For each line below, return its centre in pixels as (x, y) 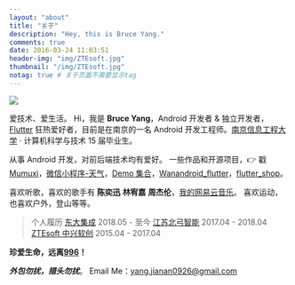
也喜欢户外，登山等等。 (52, 203)
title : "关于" (34, 26)
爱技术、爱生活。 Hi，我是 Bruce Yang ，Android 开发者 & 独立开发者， (139, 118)
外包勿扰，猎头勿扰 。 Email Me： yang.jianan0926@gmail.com (124, 271)
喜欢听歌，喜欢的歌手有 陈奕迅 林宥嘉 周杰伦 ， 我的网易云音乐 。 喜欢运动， (146, 192)
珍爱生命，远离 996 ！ (48, 252)
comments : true (37, 42)
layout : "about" (39, 17)
